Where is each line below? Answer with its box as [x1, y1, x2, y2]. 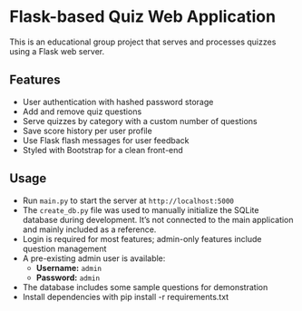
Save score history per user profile [22, 125, 152, 136]
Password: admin [35, 272, 101, 283]
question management [22, 243, 107, 254]
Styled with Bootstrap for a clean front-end [22, 144, 183, 155]
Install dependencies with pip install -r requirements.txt [22, 291, 229, 302]
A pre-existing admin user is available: [22, 252, 166, 264]
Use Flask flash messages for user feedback [22, 134, 190, 146]
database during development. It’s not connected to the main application [22, 214, 294, 225]
